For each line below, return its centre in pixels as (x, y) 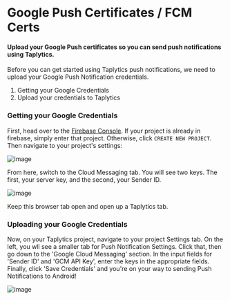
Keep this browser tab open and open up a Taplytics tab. (88, 206)
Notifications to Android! (42, 276)
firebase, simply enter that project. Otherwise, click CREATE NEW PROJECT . (109, 138)
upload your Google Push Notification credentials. (78, 77)
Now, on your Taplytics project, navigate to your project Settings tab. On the (115, 239)
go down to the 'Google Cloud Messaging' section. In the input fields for (110, 254)
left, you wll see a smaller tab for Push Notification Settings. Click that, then (114, 246)
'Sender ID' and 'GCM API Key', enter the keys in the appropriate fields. (108, 261)
